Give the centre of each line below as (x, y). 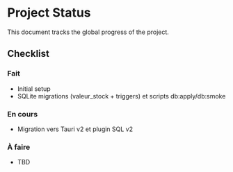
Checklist (29, 54)
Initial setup (34, 89)
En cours (23, 114)
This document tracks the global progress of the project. (88, 32)
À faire (19, 147)
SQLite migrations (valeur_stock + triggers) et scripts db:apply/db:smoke (121, 96)
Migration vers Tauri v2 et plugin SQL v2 (75, 129)
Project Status (49, 13)
